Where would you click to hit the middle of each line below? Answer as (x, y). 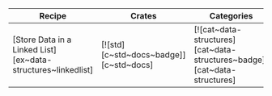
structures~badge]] (231, 60)
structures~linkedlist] (53, 70)
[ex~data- (32, 60)
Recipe (53, 16)
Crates (144, 16)
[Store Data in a (42, 40)
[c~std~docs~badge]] (143, 54)
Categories (231, 16)
